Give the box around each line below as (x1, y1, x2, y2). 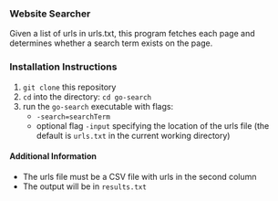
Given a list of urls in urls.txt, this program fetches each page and (9, 28, 255, 39)
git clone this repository (22, 81, 117, 92)
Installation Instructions (9, 60, 118, 73)
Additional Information (9, 151, 98, 162)
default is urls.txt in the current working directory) (36, 130, 231, 141)
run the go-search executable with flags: (22, 100, 174, 111)
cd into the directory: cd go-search (22, 90, 152, 102)
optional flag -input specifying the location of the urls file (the (36, 120, 270, 131)
